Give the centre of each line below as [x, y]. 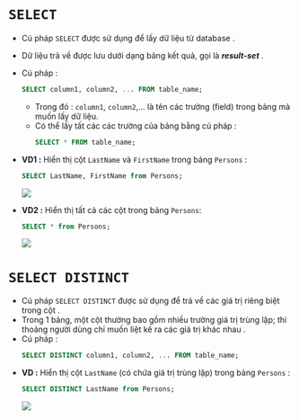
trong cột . [40, 310]
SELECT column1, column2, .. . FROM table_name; [112, 89]
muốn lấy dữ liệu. [67, 116]
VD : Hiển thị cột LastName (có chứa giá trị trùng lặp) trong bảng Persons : [156, 373]
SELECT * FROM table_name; [85, 142]
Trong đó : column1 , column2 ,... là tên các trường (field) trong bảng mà [163, 106]
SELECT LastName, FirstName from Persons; [102, 176]
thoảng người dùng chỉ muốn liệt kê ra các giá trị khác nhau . [133, 329]
